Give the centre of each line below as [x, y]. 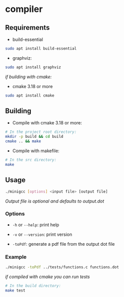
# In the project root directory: [41, 132]
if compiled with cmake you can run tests [48, 277]
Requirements [27, 28]
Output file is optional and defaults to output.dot [55, 201]
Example [16, 257]
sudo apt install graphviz [33, 67]
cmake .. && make [23, 141]
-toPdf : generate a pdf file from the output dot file [63, 244]
